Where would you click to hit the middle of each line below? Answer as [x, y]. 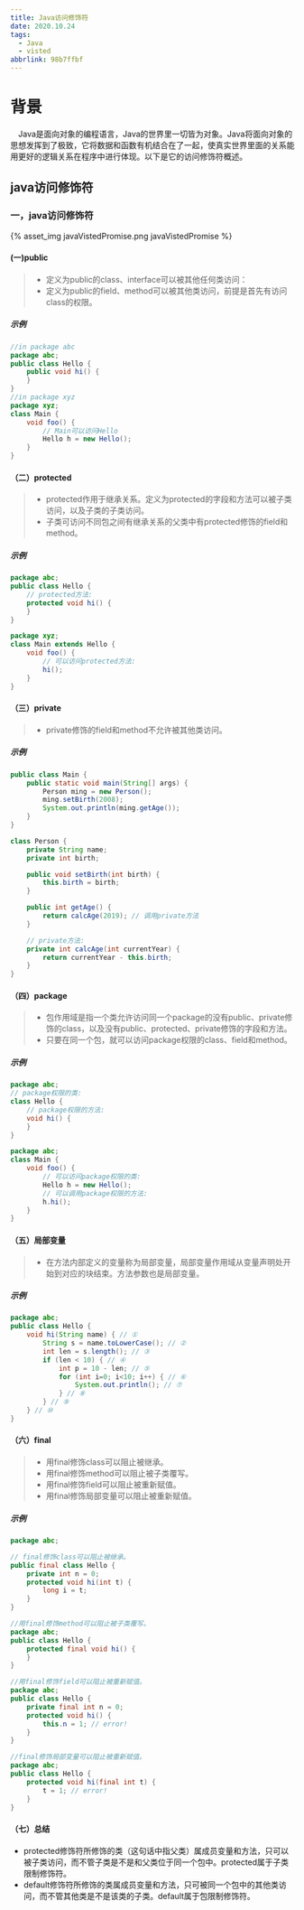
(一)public [29, 257]
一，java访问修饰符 [52, 216]
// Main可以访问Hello [80, 431]
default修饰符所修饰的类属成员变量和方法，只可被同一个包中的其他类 [151, 1885]
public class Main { [49, 774]
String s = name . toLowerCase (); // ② [115, 1343]
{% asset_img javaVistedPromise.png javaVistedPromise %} [121, 236]
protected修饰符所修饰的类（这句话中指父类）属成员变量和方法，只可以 [156, 1850]
